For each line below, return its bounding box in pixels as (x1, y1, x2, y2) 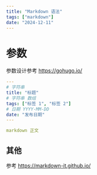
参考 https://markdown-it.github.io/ (6, 162, 91, 169)
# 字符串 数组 (6, 95, 36, 101)
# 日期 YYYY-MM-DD (6, 106, 49, 112)
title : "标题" (6, 90, 39, 96)
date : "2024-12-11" (6, 19, 54, 25)
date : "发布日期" (6, 112, 45, 117)
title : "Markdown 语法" (6, 8, 63, 15)
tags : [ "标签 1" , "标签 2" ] (6, 100, 72, 106)
